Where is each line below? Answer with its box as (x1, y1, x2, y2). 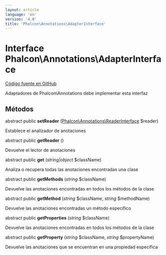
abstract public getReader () (5, 137, 64, 143)
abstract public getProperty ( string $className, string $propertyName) (5, 234, 154, 240)
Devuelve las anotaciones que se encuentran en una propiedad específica (5, 244, 158, 250)
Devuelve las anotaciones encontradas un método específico (5, 205, 131, 211)
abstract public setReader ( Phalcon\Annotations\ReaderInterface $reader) (5, 118, 158, 124)
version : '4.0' (5, 16, 37, 21)
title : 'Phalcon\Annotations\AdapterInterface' (5, 21, 106, 26)
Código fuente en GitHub (5, 80, 56, 86)
